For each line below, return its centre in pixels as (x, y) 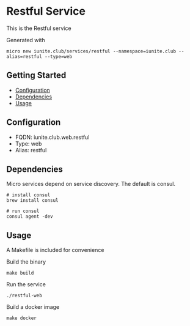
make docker (21, 318)
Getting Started (36, 76)
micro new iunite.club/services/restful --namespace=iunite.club (91, 51)
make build (20, 273)
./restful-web (24, 296)
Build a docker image (33, 307)
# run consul (23, 211)
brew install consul (33, 201)
